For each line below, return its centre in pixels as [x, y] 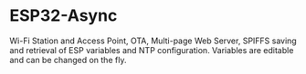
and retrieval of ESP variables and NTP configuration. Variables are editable [152, 50]
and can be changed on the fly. [68, 60]
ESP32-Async [63, 16]
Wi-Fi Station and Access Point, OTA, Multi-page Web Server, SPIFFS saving [153, 41]
